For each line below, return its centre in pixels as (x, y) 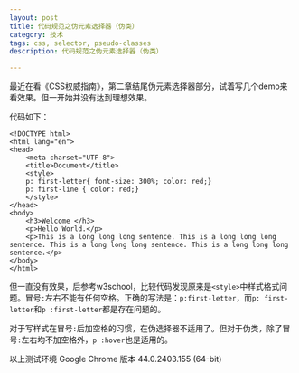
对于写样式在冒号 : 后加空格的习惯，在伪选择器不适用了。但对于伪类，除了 (146, 329)
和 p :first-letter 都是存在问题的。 (99, 310)
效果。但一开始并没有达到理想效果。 (84, 98)
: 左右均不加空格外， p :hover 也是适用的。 (95, 340)
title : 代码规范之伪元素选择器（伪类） (74, 26)
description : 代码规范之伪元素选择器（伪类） (86, 52)
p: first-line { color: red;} (83, 190)
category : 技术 (37, 34)
